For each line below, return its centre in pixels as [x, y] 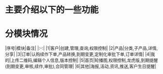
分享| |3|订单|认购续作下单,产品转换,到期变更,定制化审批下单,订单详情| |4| [78, 54]
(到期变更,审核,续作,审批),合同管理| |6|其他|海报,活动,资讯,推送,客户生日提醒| [81, 66]
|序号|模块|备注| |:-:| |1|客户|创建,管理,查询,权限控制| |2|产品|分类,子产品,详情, [81, 48]
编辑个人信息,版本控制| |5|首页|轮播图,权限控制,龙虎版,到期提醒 [96, 60]
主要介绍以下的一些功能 [52, 10]
